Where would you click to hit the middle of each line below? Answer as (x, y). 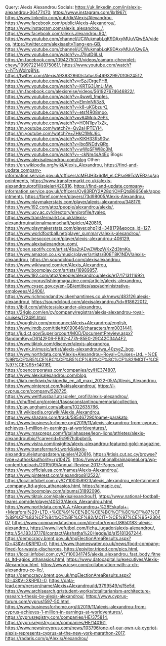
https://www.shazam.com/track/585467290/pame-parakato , (67, 417)
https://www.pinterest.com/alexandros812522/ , (53, 475)
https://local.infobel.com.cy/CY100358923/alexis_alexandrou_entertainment (82, 480)
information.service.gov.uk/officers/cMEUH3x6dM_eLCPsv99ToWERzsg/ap (82, 175)
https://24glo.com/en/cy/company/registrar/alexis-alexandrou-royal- (75, 312)
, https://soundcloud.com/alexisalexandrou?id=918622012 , (88, 302)
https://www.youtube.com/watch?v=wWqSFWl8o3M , (59, 149)
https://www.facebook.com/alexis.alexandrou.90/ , (56, 33)
